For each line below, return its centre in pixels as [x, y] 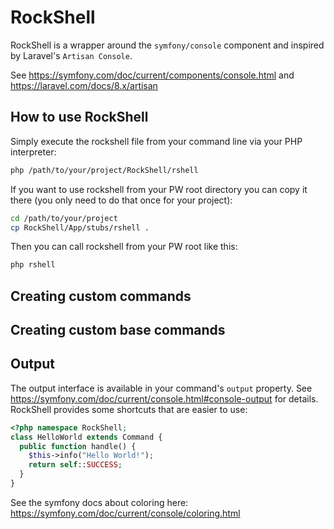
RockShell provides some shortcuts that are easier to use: [129, 409]
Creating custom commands [101, 296]
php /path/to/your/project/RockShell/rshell [104, 170]
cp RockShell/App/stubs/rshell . [80, 227]
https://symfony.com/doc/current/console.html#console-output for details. [164, 398]
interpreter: [33, 152]
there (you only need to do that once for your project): [121, 200]
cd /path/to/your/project [64, 218]
